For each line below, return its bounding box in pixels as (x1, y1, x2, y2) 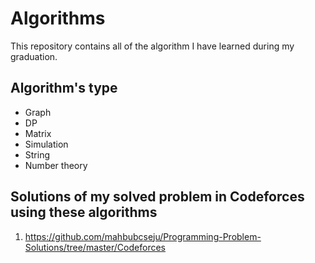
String (24, 148, 51, 161)
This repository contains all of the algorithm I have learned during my (10, 40, 295, 52)
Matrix (24, 127, 52, 139)
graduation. (10, 50, 58, 62)
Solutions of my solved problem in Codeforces (10, 188, 305, 206)
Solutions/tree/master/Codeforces (24, 241, 166, 253)
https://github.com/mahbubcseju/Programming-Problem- (24, 230, 262, 242)
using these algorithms (10, 204, 158, 221)
